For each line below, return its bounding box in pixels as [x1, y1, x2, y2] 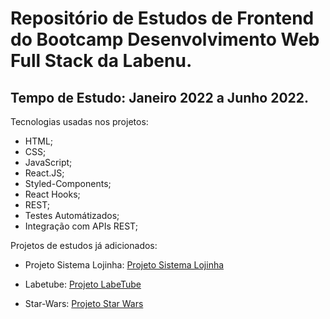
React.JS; [24, 167, 65, 179]
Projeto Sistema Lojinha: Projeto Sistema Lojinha [24, 259, 225, 271]
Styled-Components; [24, 178, 112, 189]
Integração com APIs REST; [24, 220, 138, 232]
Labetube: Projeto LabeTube [24, 278, 142, 290]
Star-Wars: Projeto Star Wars [24, 298, 144, 309]
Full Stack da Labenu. [10, 50, 193, 72]
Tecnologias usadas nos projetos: [10, 116, 149, 127]
